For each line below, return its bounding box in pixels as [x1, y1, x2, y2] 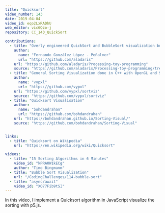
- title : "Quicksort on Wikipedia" [9, 138, 82, 143]
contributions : [5, 39, 36, 44]
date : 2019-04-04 [5, 16, 41, 21]
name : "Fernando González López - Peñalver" [18, 52, 111, 57]
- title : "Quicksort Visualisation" [9, 98, 84, 103]
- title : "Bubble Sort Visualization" [9, 170, 89, 175]
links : [5, 134, 19, 139]
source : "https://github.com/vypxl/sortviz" [14, 94, 107, 98]
